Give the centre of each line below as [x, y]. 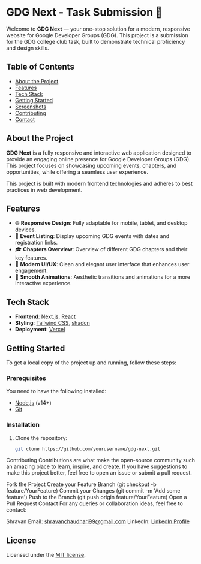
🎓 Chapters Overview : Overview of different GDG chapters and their [101, 249]
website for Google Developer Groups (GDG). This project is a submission [97, 35]
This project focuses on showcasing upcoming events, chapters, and [91, 165]
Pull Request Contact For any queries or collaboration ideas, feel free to [94, 503]
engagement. [31, 271]
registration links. [36, 243]
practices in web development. [44, 190]
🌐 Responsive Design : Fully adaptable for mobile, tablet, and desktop [101, 223]
